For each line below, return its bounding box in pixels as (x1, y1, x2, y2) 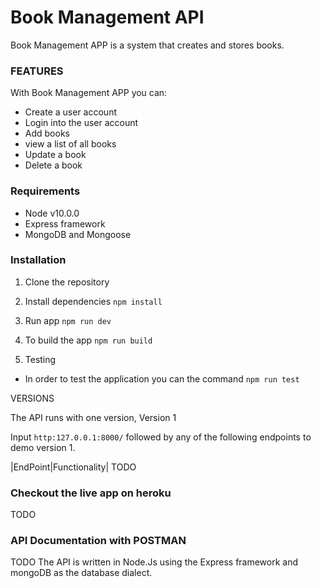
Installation (10, 253, 67, 267)
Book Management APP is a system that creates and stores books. (10, 39, 285, 51)
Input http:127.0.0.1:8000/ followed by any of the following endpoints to (10, 431, 312, 443)
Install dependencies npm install (24, 295, 163, 307)
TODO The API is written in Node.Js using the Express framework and (10, 556, 299, 568)
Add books (24, 127, 70, 140)
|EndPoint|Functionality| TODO (10, 461, 137, 473)
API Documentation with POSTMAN (10, 534, 187, 548)
